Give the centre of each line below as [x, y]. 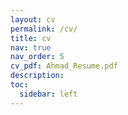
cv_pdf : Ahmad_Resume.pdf [64, 66]
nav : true [31, 47]
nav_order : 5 [37, 57]
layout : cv [33, 19]
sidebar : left [48, 94]
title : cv [31, 38]
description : [37, 76]
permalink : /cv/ [44, 29]
